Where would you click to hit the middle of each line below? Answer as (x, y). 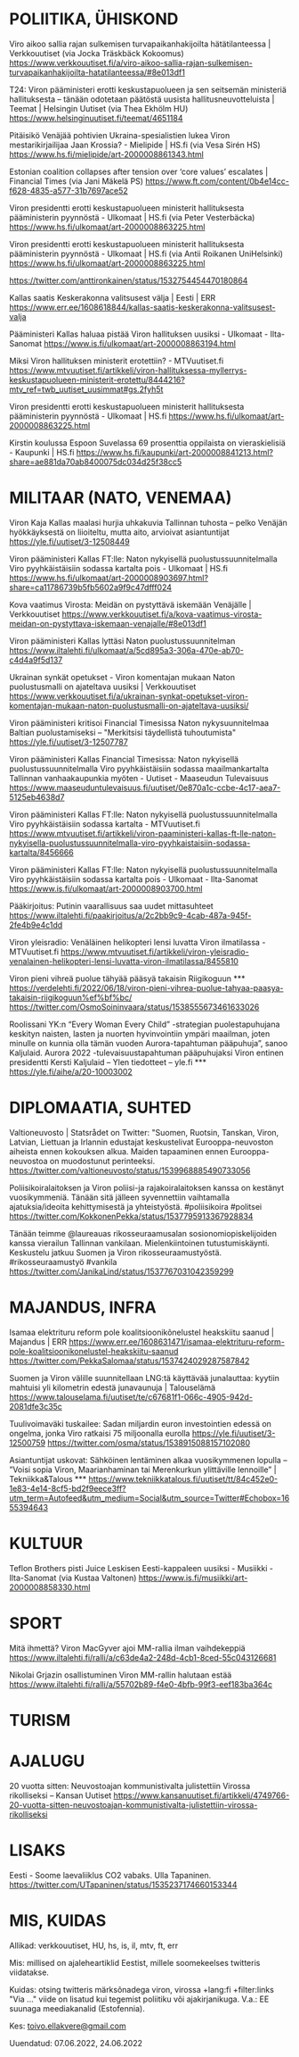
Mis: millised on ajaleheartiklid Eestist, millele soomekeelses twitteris (135, 1962)
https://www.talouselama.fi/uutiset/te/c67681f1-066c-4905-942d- (131, 1396)
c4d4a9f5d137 (36, 660)
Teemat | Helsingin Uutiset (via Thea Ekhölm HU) (99, 108)
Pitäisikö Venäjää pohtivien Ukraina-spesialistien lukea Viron (120, 135)
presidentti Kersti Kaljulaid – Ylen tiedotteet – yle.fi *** (108, 1062)
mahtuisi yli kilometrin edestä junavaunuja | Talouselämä (113, 1387)
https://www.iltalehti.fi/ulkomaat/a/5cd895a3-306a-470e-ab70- (127, 650)
